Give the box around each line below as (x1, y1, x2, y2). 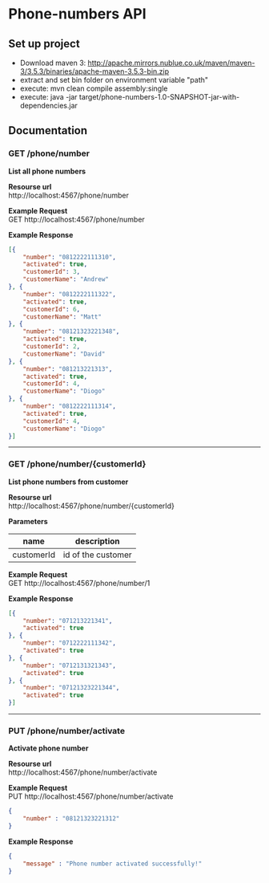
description (74, 535, 120, 547)
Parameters (8, 516, 48, 526)
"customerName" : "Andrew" (22, 275, 110, 283)
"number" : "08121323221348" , (22, 328, 120, 336)
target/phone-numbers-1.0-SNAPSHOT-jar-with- (78, 92, 240, 101)
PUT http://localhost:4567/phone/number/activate (8, 791, 174, 801)
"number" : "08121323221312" (22, 815, 120, 823)
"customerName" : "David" (22, 350, 106, 358)
